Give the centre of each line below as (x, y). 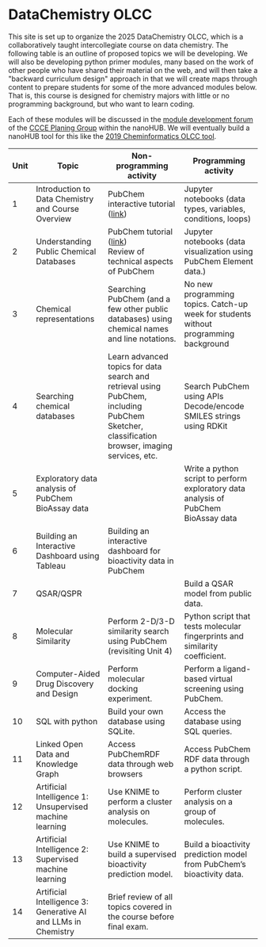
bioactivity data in (141, 561)
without (198, 324)
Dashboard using (67, 555)
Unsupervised (62, 807)
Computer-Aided (68, 673)
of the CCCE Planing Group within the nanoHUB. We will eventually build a (129, 128)
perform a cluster (140, 801)
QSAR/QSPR (59, 593)
